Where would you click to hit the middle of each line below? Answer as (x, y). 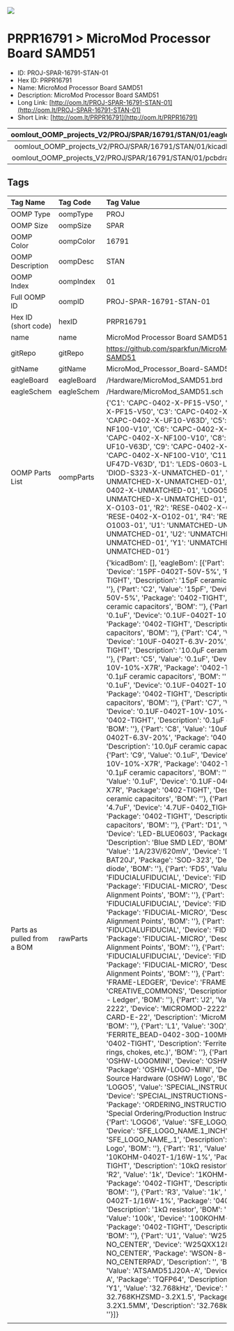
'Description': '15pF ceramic (180, 580)
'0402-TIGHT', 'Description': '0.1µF (165, 720)
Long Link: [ (34, 102)
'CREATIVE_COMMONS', (146, 991)
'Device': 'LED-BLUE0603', (151, 833)
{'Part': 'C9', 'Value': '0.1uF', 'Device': (168, 755)
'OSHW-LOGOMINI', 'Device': (155, 1060)
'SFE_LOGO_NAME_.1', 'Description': (167, 1139)
